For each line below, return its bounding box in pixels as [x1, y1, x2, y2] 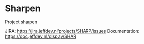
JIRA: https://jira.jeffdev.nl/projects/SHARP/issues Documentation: [5, 28, 140, 34]
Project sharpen [5, 19, 38, 25]
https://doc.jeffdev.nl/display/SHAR [5, 33, 77, 39]
